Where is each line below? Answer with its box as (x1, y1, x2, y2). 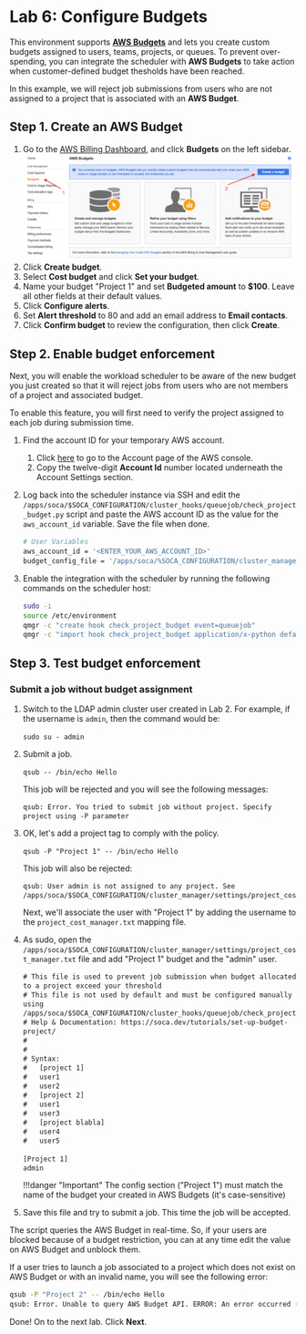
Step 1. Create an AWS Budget (9, 119, 184, 135)
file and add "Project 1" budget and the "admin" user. (77, 953, 278, 964)
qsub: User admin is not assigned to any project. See (22, 881, 236, 890)
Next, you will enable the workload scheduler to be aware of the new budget (9, 371, 297, 382)
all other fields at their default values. (22, 291, 162, 302)
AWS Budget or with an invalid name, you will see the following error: (9, 1271, 269, 1282)
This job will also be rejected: (22, 863, 133, 874)
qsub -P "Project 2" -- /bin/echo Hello (9, 1289, 166, 1299)
